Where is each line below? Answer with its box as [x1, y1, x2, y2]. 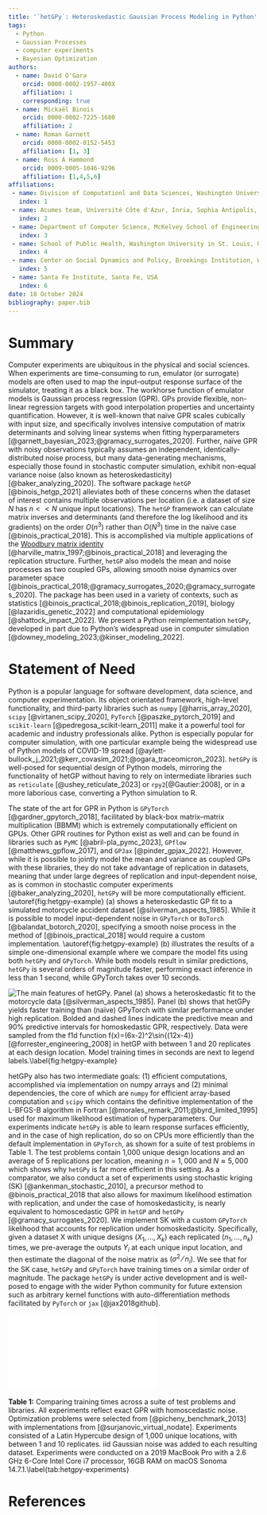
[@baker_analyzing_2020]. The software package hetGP [8, 479, 192, 488]
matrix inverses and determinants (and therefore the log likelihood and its [8, 512, 248, 522]
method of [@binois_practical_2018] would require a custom [8, 930, 205, 940]
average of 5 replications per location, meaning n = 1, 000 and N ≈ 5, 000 [8, 1156, 249, 1165]
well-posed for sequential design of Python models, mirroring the [8, 762, 222, 772]
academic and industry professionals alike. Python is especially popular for [8, 729, 254, 738]
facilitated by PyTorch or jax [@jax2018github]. [8, 1298, 161, 1308]
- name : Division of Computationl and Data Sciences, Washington [11, 190, 233, 198]
